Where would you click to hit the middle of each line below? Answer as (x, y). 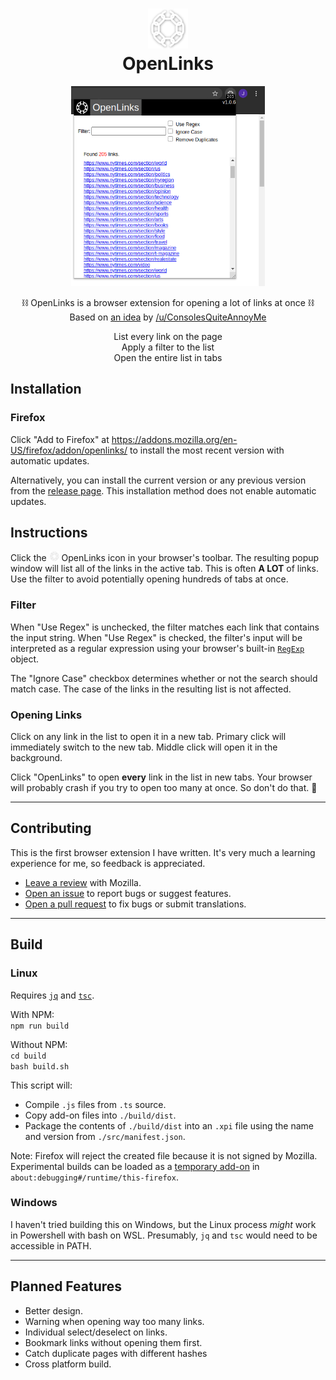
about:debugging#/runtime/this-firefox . (94, 1177)
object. (25, 659)
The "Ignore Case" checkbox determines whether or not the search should (164, 678)
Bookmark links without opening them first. (113, 1342)
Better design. (53, 1310)
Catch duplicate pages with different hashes (116, 1353)
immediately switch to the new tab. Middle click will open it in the (144, 747)
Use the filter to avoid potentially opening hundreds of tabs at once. (149, 579)
